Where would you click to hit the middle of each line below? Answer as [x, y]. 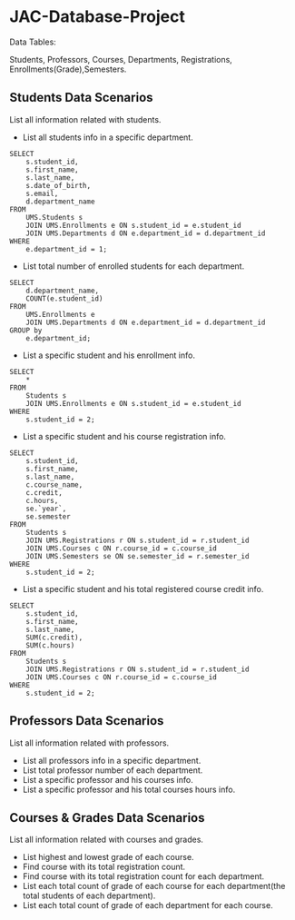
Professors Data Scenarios [87, 721]
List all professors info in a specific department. [112, 760]
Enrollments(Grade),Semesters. [68, 69]
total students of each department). [89, 895]
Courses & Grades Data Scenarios [107, 818]
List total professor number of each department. [113, 770]
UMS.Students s [54, 217]
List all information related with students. [85, 119]
